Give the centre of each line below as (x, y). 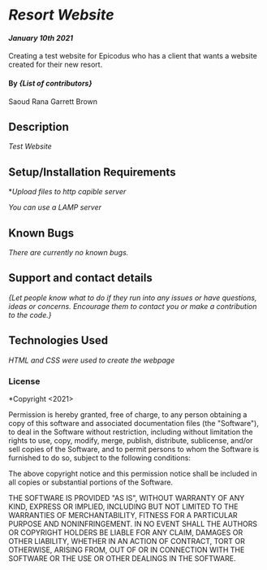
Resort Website (61, 15)
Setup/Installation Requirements (92, 172)
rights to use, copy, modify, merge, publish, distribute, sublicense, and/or (131, 440)
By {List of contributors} (50, 83)
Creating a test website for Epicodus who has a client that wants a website (133, 56)
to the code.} (30, 315)
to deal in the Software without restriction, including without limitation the (131, 432)
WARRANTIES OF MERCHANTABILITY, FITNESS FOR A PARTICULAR (123, 515)
